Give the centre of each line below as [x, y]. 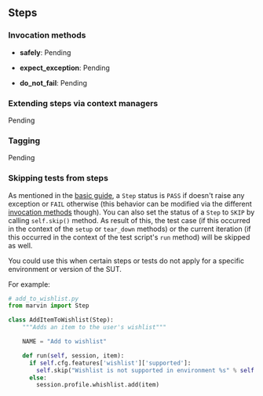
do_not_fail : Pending [53, 82]
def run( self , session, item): [73, 356]
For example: [29, 284]
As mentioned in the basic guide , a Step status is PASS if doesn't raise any [126, 195]
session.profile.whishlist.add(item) [98, 385]
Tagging [24, 141]
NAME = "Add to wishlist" [65, 342]
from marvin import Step [49, 306]
